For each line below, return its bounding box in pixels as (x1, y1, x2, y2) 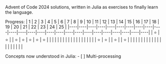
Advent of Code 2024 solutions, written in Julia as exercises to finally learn (5, 4, 159, 10)
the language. (5, 9, 33, 15)
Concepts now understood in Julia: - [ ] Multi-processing (5, 53, 121, 59)
